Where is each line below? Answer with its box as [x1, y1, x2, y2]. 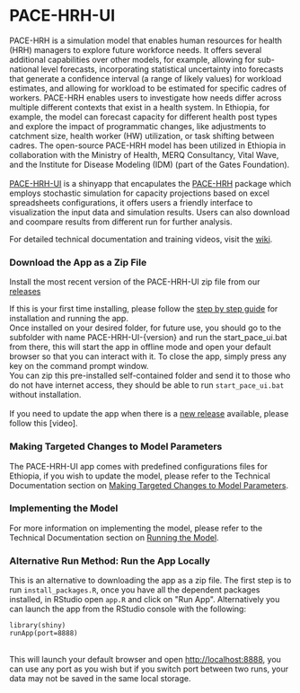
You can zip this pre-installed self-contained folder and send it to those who [9, 370, 291, 382]
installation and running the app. [9, 313, 128, 324]
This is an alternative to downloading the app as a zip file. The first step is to [9, 575, 292, 586]
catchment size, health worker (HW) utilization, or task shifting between [9, 130, 275, 141]
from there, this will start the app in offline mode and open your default [9, 342, 271, 353]
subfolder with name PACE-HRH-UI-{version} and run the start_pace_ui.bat [9, 332, 287, 343]
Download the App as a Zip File [9, 256, 147, 268]
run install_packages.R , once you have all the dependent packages [9, 584, 260, 595]
